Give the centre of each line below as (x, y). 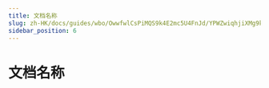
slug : (17, 23)
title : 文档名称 (33, 16)
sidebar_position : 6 (43, 30)
